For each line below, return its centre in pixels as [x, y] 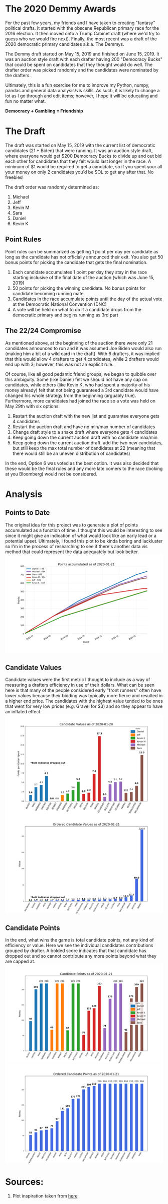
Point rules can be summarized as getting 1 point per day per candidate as [82, 251]
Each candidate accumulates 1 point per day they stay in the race [80, 272]
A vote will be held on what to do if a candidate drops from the [77, 309]
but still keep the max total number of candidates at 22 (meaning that [84, 448]
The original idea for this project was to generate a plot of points [72, 525]
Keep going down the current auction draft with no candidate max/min [85, 437]
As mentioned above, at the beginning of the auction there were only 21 [79, 343]
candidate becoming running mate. [49, 293]
